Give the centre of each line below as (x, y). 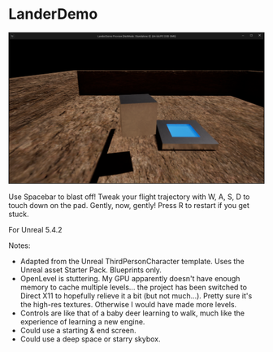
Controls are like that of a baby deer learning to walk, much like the (132, 313)
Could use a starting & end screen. (78, 330)
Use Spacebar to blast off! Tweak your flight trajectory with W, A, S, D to (129, 197)
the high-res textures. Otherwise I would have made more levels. (128, 304)
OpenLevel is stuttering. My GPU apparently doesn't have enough (130, 278)
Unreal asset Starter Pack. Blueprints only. (91, 270)
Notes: (19, 246)
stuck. (19, 214)
